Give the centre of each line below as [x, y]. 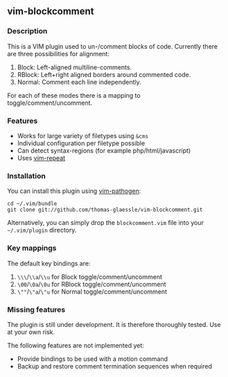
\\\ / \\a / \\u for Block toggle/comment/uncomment [90, 276]
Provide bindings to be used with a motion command [93, 359]
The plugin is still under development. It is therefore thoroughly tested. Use [114, 324]
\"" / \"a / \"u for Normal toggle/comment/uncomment [92, 292]
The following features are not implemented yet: [76, 345]
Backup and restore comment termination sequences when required [115, 366]
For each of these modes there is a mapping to [74, 95]
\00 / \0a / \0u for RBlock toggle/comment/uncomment [91, 284]
